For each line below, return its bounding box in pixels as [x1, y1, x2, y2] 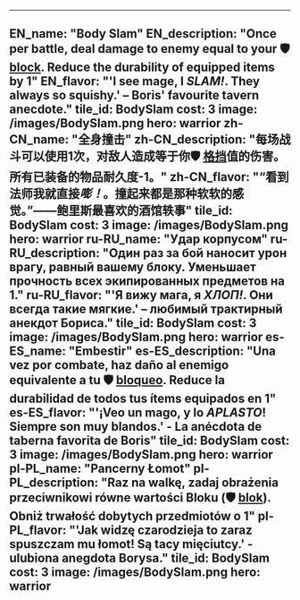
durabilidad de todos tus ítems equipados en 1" [9, 391, 277, 407]
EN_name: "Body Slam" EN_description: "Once [9, 26, 277, 41]
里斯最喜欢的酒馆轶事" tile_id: [68, 203, 234, 219]
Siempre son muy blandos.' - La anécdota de [9, 419, 262, 434]
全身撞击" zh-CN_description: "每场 [78, 132, 279, 148]
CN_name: [9, 132, 70, 148]
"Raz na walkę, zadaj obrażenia [101, 476, 279, 491]
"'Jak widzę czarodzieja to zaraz [68, 523, 253, 538]
